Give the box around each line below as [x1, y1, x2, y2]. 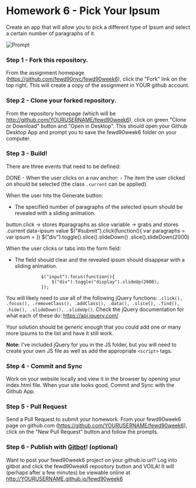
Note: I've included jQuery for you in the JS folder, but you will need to [6, 341, 177, 348]
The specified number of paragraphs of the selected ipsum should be [14, 203, 183, 210]
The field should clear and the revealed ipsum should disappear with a [14, 256, 185, 263]
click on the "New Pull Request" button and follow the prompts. [6, 428, 158, 436]
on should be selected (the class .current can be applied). [6, 181, 148, 188]
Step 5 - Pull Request [6, 403, 67, 411]
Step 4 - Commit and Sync [6, 362, 83, 370]
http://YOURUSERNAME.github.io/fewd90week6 [6, 475, 123, 482]
